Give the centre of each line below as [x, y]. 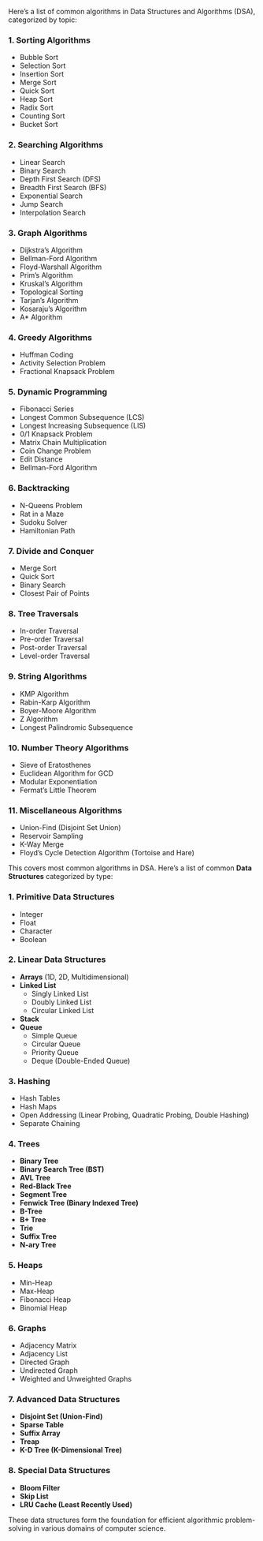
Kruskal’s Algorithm [51, 283]
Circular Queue [56, 1044]
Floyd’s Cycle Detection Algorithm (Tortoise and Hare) [107, 853]
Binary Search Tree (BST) [62, 1169]
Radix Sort [36, 108]
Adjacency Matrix [48, 1345]
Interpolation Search [53, 212]
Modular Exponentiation [58, 781]
